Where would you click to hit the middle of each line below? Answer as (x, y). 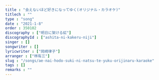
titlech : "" (19, 14)
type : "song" (20, 19)
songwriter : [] (22, 47)
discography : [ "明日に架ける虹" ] (38, 33)
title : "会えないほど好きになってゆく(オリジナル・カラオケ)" (63, 10)
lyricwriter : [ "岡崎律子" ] (33, 51)
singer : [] (17, 42)
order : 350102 (21, 28)
